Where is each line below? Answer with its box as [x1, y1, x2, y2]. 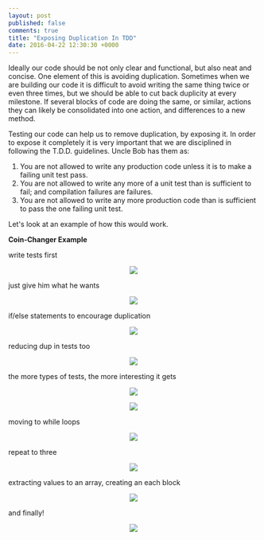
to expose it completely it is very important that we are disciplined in [8, 138, 232, 147]
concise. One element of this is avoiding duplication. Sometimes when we [8, 72, 250, 81]
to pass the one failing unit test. [19, 204, 123, 213]
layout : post [8, 11, 52, 20]
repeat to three [8, 448, 57, 457]
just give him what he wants [8, 280, 100, 291]
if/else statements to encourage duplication [8, 311, 151, 321]
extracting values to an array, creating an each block [8, 478, 181, 487]
